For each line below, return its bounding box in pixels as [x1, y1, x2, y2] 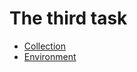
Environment [23, 50, 77, 62]
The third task [9, 7, 128, 30]
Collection [23, 40, 66, 52]
